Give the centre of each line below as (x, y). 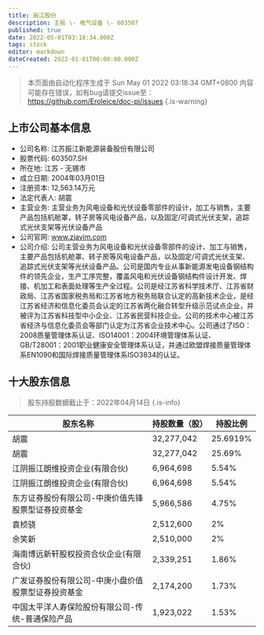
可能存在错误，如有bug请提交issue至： (90, 92)
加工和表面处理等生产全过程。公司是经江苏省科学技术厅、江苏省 (144, 286)
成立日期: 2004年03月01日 (62, 178)
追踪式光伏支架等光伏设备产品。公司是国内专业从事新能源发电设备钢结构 (136, 266)
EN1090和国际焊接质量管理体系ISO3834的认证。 (105, 354)
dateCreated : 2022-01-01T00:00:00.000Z (73, 60)
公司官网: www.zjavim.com (63, 237)
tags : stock (27, 45)
